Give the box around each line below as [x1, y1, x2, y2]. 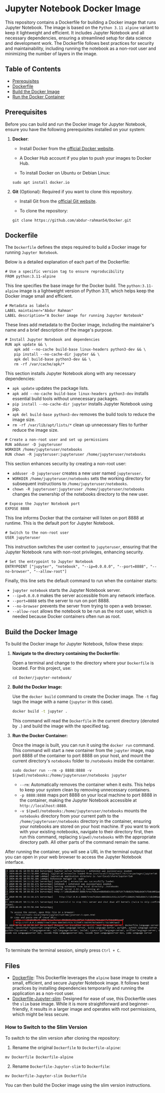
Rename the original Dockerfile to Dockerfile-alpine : [12, 1044, 121, 1050]
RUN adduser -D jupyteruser [5, 442, 63, 447]
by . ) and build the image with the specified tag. [12, 723, 110, 729]
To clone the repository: [19, 207, 68, 213]
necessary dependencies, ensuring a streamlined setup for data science [5, 35, 152, 41]
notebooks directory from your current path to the [19, 813, 119, 819]
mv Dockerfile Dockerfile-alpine [5, 1055, 74, 1059]
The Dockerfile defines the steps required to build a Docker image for [5, 244, 147, 250]
